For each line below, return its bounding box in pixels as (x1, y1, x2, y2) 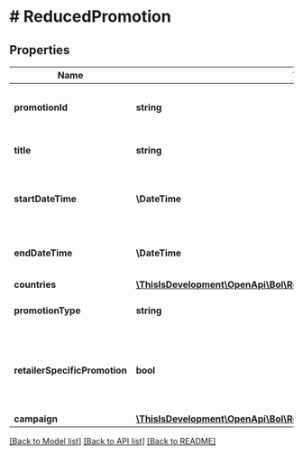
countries (14, 278, 57, 291)
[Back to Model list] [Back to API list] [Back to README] (9, 436, 216, 446)
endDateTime (14, 246, 73, 259)
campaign (14, 413, 59, 425)
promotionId (14, 101, 68, 114)
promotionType (14, 304, 81, 317)
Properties (9, 42, 70, 58)
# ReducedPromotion (9, 6, 171, 27)
